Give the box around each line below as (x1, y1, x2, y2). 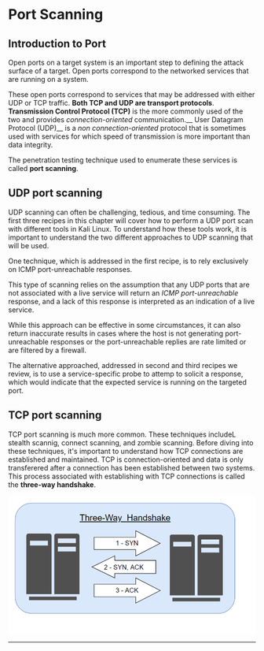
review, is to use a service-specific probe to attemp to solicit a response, (8, 369, 244, 378)
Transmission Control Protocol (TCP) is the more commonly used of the (8, 106, 244, 116)
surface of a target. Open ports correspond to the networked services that (8, 66, 249, 76)
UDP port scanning (8, 187, 103, 200)
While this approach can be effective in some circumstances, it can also (8, 320, 241, 329)
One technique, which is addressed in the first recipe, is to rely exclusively (8, 256, 249, 266)
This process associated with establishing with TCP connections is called (8, 471, 245, 481)
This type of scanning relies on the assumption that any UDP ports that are (8, 280, 250, 289)
